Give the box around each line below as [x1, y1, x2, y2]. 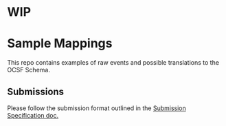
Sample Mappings [7, 36, 113, 52]
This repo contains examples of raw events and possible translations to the [7, 59, 220, 67]
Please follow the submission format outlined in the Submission [7, 104, 187, 112]
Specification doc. [7, 111, 59, 119]
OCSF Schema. [7, 66, 50, 74]
